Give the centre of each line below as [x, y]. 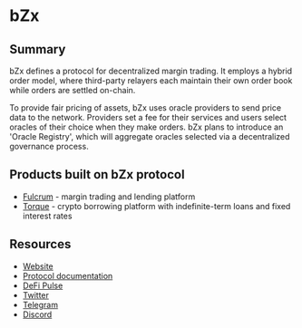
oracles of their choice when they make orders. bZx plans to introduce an [146, 127]
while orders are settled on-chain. [73, 90]
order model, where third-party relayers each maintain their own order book [151, 81]
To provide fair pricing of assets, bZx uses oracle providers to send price [146, 108]
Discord [37, 314]
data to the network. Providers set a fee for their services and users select [148, 117]
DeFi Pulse [43, 285]
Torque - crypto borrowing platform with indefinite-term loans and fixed [156, 206]
